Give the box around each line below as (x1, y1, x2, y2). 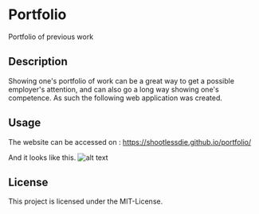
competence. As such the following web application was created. (8, 93, 223, 103)
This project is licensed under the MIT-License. (8, 196, 163, 206)
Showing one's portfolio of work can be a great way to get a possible (8, 76, 235, 85)
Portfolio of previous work (8, 32, 94, 41)
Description (8, 55, 68, 68)
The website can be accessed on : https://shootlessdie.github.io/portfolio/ (8, 137, 252, 146)
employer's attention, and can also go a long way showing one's (8, 84, 219, 94)
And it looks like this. (8, 153, 77, 162)
